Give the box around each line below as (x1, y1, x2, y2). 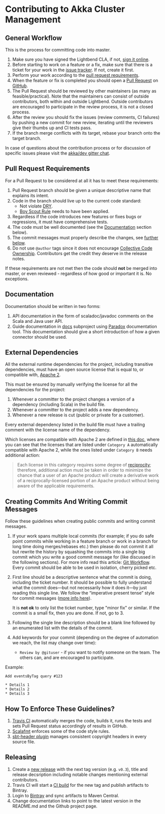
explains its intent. (12, 192, 49, 199)
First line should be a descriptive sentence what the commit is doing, (12, 574, 152, 580)
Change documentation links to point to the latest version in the (12, 798, 141, 804)
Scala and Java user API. (12, 318, 63, 324)
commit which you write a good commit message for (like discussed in (12, 554, 156, 560)
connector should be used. (12, 334, 67, 340)
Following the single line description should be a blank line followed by (12, 620, 156, 626)
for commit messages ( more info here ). (12, 595, 92, 601)
